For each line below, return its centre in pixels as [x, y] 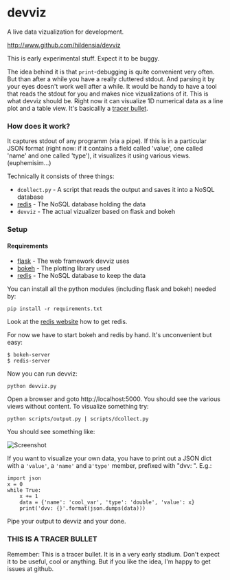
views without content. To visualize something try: [78, 407]
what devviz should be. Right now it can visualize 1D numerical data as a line [115, 100]
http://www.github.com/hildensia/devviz [64, 45]
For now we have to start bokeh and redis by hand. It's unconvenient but [110, 335]
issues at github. [31, 568]
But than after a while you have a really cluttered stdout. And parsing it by [111, 79]
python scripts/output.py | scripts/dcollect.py [78, 419]
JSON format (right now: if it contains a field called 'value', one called [105, 149]
